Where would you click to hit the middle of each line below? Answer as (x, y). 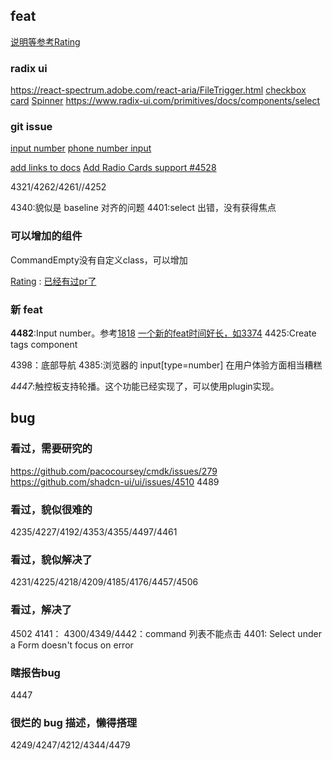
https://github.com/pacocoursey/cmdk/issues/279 (114, 471)
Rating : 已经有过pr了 (53, 281)
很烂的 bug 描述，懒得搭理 (74, 722)
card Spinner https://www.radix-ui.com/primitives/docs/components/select (165, 101)
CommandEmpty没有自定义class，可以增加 (99, 260)
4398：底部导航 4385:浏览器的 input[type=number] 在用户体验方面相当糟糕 (166, 365)
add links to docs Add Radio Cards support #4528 (113, 168)
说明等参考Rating (45, 41)
